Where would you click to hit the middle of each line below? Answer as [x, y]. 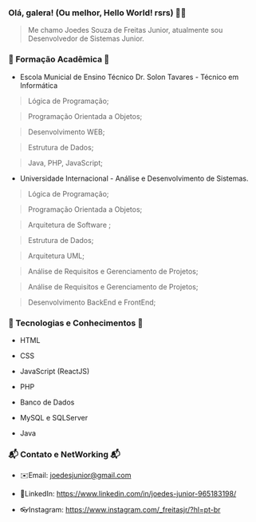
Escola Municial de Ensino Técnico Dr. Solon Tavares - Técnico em [129, 77]
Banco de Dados [47, 402]
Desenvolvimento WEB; [66, 132]
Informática [39, 85]
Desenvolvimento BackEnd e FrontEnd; [92, 302]
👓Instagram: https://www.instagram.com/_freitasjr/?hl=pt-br [120, 510]
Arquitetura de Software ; [69, 225]
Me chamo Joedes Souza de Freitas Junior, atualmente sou [125, 30]
